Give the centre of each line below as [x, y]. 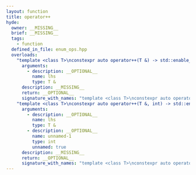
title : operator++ [28, 17]
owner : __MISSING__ [35, 28]
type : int [44, 141]
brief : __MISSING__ [35, 33]
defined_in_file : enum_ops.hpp [49, 50]
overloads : [24, 55]
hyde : [13, 22]
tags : [18, 38]
